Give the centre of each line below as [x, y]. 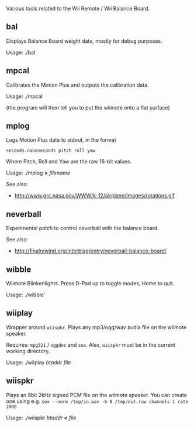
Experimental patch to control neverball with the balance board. [83, 228]
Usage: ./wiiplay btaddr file [39, 362]
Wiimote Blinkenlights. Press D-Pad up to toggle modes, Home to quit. [90, 283]
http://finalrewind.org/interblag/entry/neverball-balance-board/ [91, 251]
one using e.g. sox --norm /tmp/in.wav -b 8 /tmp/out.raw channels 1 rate [97, 401]
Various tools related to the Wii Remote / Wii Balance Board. [78, 8]
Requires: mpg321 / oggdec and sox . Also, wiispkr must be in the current [91, 344]
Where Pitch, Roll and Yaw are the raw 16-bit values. [69, 162]
